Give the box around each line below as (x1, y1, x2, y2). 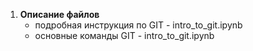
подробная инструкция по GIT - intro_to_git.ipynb (34, 19, 243, 31)
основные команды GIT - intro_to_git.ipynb (34, 30, 215, 41)
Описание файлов (19, 9, 100, 20)
